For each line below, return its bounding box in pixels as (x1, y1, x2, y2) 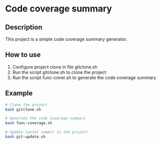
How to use (5, 50, 41, 59)
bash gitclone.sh (5, 107, 41, 112)
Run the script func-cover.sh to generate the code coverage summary (12, 74, 157, 80)
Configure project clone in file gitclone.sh (12, 63, 98, 70)
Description (5, 23, 42, 31)
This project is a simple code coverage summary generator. (5, 36, 128, 42)
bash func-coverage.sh (5, 120, 52, 125)
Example (5, 89, 33, 97)
